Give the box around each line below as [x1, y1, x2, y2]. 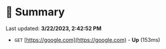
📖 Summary [5, 5, 65, 19]
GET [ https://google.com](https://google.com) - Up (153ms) [14, 36, 161, 43]
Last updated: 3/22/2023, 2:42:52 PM [5, 25, 102, 32]
